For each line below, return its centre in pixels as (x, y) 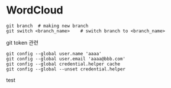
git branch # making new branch (47, 26)
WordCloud (35, 10)
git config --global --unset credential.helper (66, 69)
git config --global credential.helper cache (63, 64)
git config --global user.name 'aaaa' (54, 53)
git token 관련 (22, 42)
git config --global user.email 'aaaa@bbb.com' (66, 59)
